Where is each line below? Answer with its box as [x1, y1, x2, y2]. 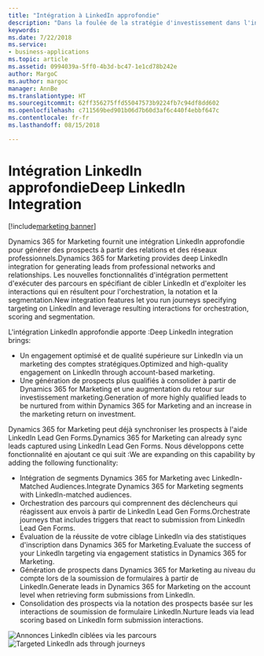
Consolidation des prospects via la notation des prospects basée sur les [19, 599, 254, 608]
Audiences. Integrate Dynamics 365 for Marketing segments [49, 481, 244, 491]
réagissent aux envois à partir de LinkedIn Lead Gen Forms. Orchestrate [19, 507, 251, 516]
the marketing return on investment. [19, 409, 136, 418]
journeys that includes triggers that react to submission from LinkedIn [19, 514, 245, 524]
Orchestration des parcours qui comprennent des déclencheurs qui [19, 498, 238, 507]
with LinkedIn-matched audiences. [19, 489, 132, 499]
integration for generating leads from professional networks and [8, 261, 216, 271]
